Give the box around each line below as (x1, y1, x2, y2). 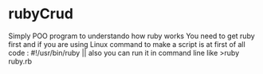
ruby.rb (8, 56, 33, 66)
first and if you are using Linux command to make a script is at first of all (8, 39, 245, 49)
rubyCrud (8, 5, 74, 23)
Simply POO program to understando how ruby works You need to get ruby (8, 31, 255, 41)
